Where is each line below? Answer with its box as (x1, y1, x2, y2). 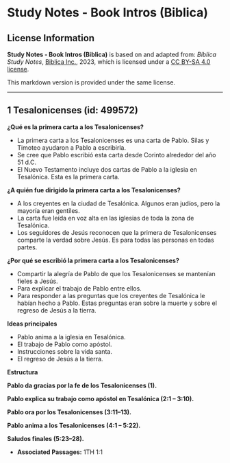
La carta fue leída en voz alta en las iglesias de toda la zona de (16, 214, 194, 222)
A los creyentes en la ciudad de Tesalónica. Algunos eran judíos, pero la (16, 199, 220, 207)
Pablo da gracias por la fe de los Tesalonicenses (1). (7, 381, 157, 389)
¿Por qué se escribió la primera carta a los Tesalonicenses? (7, 256, 179, 264)
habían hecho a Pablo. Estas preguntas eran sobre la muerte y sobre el (16, 299, 218, 307)
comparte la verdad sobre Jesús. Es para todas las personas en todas (16, 236, 214, 244)
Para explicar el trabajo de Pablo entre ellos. (16, 284, 142, 293)
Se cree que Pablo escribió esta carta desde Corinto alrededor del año (16, 150, 217, 159)
